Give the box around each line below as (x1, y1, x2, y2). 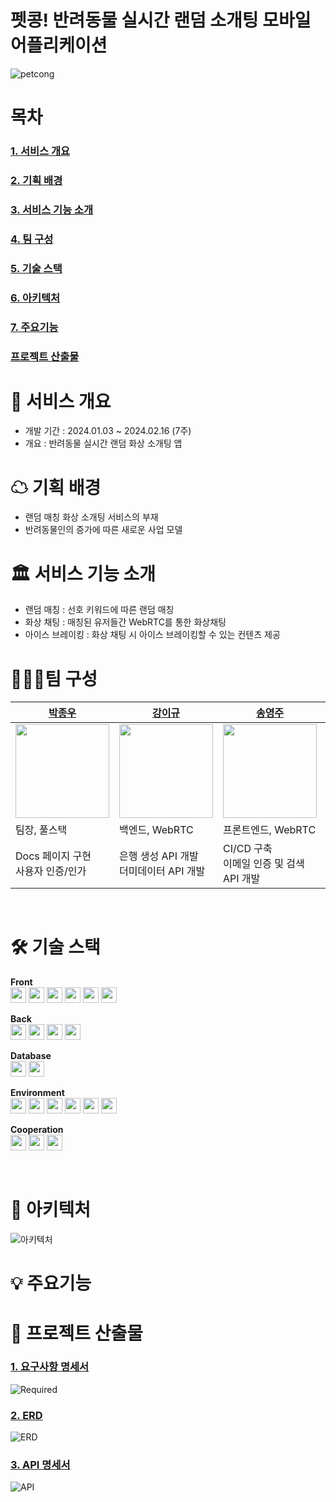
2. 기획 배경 (10, 173, 63, 187)
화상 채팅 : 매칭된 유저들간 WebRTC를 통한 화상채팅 (24, 616, 227, 628)
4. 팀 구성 (10, 232, 54, 246)
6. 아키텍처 (10, 291, 61, 305)
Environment (10, 1087, 65, 1099)
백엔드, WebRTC (119, 823, 194, 837)
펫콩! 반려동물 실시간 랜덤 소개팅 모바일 (10, 9, 312, 32)
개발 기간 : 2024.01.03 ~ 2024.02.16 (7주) (24, 425, 192, 437)
